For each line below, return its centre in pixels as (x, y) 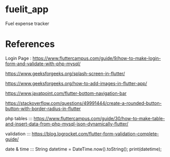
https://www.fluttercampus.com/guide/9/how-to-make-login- (97, 58)
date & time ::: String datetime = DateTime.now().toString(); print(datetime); (83, 149)
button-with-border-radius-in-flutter (43, 109)
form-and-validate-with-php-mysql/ (43, 63)
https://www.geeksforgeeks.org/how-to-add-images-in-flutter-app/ (76, 83)
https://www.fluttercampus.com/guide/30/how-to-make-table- (99, 118)
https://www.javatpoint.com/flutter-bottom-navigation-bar (66, 93)
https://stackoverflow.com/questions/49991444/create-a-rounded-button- (83, 103)
